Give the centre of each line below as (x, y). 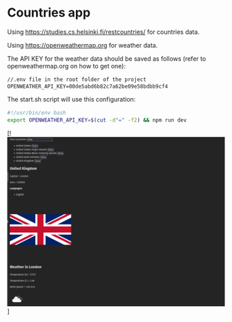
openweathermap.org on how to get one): (67, 66)
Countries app (49, 13)
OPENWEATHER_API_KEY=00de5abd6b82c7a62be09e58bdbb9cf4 (88, 86)
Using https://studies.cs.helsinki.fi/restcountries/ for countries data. (104, 32)
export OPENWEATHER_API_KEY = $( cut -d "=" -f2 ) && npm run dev (97, 120)
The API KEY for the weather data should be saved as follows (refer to (107, 58)
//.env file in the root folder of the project (77, 79)
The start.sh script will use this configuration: (71, 99)
